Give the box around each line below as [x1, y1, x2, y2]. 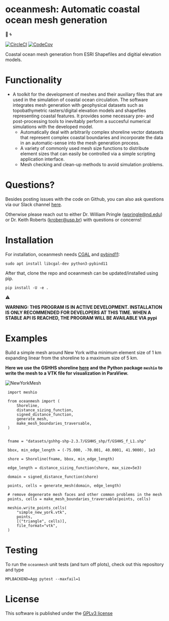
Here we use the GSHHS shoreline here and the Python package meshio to [5, 364, 163, 370]
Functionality [5, 75, 62, 86]
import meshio [7, 390, 38, 395]
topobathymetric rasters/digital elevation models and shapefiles [12, 107, 146, 113]
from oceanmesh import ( [7, 398, 60, 403]
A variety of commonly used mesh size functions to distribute [20, 145, 149, 151]
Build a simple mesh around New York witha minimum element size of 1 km [5, 349, 161, 355]
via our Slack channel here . [5, 201, 62, 207]
